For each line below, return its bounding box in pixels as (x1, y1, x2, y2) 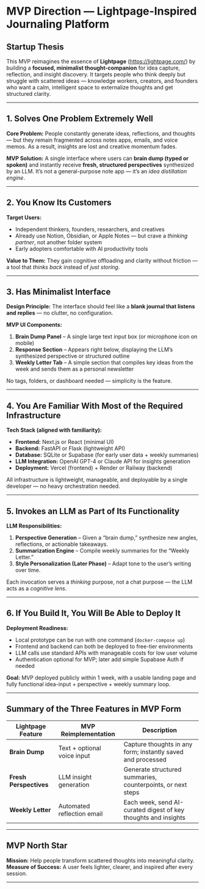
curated (123, 805, 146, 814)
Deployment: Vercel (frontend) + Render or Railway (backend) (15, 464, 173, 471)
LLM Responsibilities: (6, 522, 62, 529)
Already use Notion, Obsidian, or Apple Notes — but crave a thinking (15, 232, 188, 239)
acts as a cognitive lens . (6, 585, 67, 592)
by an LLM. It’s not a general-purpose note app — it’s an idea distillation (6, 167, 187, 175)
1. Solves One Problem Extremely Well (6, 114, 154, 124)
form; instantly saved (123, 747, 184, 756)
